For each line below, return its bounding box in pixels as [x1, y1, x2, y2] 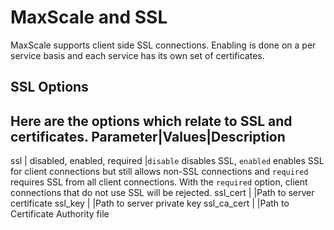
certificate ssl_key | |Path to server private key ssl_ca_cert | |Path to [10, 197, 290, 210]
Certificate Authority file [10, 208, 110, 220]
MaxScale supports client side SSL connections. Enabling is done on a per [10, 39, 317, 51]
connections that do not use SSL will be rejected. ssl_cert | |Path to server [10, 187, 315, 199]
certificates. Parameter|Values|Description [10, 128, 286, 145]
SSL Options [10, 79, 89, 96]
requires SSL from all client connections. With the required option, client [10, 176, 308, 188]
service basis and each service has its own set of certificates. [10, 49, 265, 61]
